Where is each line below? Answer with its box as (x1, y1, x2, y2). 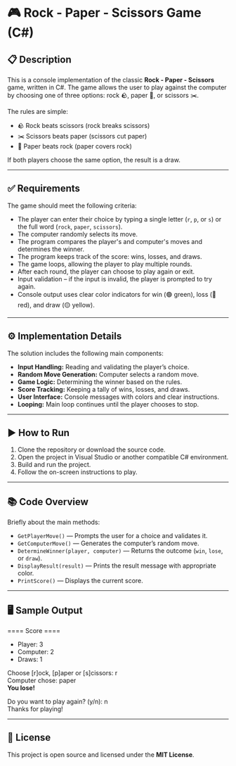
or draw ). (17, 554, 43, 563)
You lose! (7, 684, 35, 692)
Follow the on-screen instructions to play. (17, 468, 138, 476)
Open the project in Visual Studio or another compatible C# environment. (17, 453, 229, 461)
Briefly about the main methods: (7, 518, 100, 527)
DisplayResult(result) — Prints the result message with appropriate (17, 561, 216, 570)
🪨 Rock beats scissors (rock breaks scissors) (17, 122, 150, 129)
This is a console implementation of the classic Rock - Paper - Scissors (7, 76, 215, 84)
